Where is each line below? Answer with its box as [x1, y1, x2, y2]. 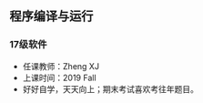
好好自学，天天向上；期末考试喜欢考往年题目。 [22, 83, 198, 94]
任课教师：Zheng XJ [22, 60, 100, 71]
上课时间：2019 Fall [22, 72, 97, 83]
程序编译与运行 [9, 8, 94, 25]
